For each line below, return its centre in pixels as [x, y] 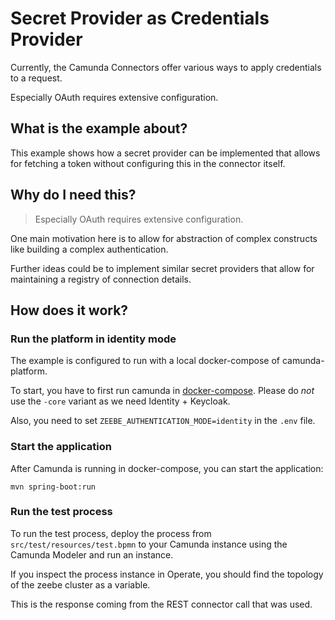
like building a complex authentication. [89, 249]
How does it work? [69, 310]
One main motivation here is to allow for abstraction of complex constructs [164, 238]
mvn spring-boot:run [53, 487]
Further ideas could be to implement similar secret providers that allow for [162, 268]
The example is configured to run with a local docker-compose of [145, 361]
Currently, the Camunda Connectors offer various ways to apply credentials [166, 67]
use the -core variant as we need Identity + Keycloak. [120, 401]
